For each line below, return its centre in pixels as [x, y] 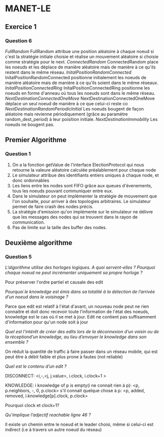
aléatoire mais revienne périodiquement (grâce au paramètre [67, 114]
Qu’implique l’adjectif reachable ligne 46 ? [48, 415]
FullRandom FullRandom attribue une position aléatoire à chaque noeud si [80, 51]
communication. [28, 222]
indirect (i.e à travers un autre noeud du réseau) [54, 430]
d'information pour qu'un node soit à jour [47, 322]
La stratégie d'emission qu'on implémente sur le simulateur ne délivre [82, 211]
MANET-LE [28, 9]
